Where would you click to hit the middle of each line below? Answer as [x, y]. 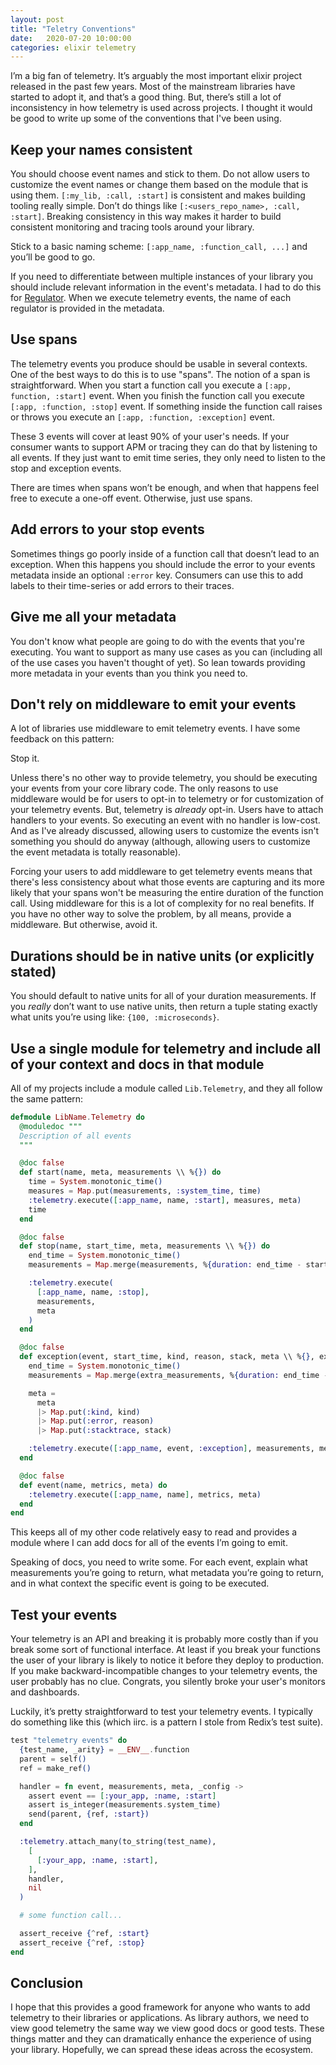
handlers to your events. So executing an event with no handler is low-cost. [165, 820]
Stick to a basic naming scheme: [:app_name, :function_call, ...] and [159, 247]
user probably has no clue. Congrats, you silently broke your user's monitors [168, 1682]
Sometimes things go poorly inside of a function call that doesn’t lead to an [165, 553]
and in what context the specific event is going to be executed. [140, 1583]
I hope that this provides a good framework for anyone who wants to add [160, 2007]
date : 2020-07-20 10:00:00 [71, 38]
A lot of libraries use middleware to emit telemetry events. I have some [155, 728]
